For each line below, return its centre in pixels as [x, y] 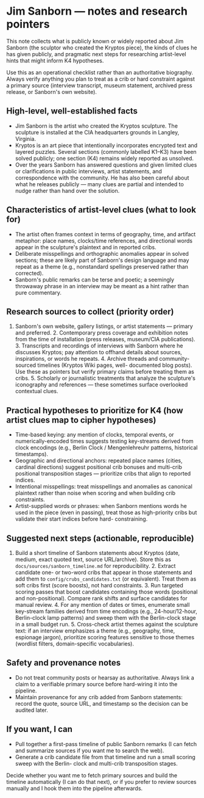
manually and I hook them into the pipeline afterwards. [75, 788]
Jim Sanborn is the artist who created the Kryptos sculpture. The [97, 126]
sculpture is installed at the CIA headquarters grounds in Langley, [97, 132]
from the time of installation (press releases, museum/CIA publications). [105, 339]
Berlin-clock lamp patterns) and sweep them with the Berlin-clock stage [105, 618]
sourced [26, 365]
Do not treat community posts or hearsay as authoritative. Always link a [105, 677]
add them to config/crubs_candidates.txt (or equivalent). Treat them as [106, 579]
